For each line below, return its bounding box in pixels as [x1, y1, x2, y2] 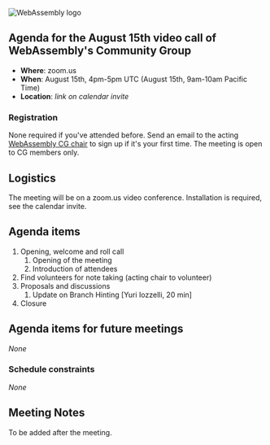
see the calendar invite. [8, 201, 87, 211]
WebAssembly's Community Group [8, 44, 192, 58]
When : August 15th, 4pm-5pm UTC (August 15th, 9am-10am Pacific [20, 74, 248, 84]
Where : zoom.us [20, 65, 77, 75]
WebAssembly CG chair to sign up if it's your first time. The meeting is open [8, 139, 263, 149]
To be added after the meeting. [8, 427, 112, 437]
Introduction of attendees [32, 264, 118, 273]
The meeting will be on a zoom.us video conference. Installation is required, [8, 192, 263, 203]
